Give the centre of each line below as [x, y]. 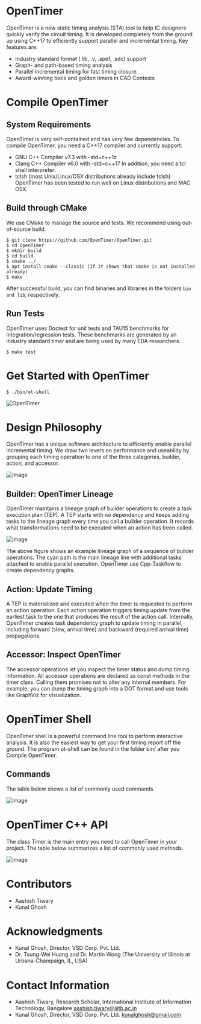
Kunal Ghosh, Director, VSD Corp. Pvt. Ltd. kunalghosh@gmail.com [98, 1015]
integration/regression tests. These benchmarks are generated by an [91, 334]
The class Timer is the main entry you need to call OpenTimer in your [92, 841]
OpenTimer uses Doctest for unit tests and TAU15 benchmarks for [88, 328]
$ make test [21, 352]
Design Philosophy [54, 427]
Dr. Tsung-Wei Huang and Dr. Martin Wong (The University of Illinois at [103, 955]
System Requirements [49, 125]
